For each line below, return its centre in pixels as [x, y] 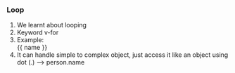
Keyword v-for [38, 32]
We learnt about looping [52, 25]
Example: [30, 40]
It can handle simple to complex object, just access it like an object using [122, 55]
